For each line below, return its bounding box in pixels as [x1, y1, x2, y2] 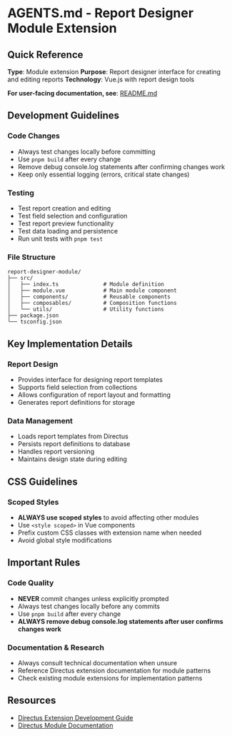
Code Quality [7, 578, 54, 588]
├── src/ [7, 275, 34, 282]
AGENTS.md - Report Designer [7, 5, 194, 21]
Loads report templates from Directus [17, 432, 128, 440]
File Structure [7, 252, 56, 262]
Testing [7, 188, 34, 198]
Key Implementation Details [7, 338, 133, 350]
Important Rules [7, 557, 81, 569]
